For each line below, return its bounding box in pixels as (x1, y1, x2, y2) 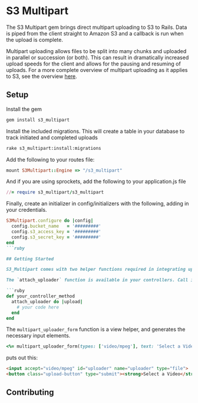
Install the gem (6, 105, 42, 113)
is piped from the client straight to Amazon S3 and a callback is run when (6, 30, 184, 37)
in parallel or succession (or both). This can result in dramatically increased (6, 54, 189, 61)
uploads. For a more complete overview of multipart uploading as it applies (6, 66, 188, 73)
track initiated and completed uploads (6, 134, 98, 141)
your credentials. (6, 207, 47, 214)
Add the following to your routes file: (6, 156, 95, 163)
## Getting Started (6, 255, 54, 262)
